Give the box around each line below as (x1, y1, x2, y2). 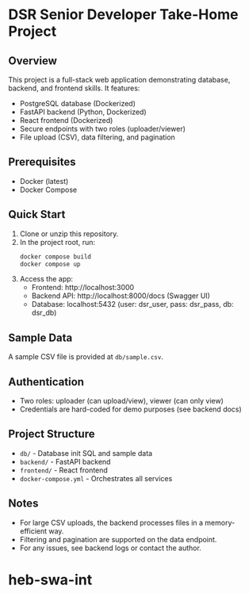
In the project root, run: (19, 237, 96, 247)
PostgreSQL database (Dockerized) (19, 99, 136, 108)
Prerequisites (8, 155, 76, 169)
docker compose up (19, 260, 81, 268)
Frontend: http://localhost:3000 (31, 283, 135, 293)
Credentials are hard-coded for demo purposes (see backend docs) (19, 404, 242, 414)
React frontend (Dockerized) (19, 116, 113, 124)
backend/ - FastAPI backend (19, 457, 111, 466)
